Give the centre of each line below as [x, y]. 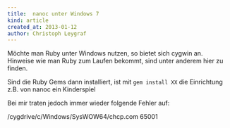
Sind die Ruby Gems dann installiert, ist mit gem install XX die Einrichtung [115, 82]
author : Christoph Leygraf [47, 33]
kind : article [28, 20]
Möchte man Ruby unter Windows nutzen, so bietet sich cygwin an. [105, 53]
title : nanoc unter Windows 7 [53, 14]
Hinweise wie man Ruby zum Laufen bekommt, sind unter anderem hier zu [115, 61]
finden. [18, 68]
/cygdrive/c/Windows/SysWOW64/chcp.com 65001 [83, 117]
